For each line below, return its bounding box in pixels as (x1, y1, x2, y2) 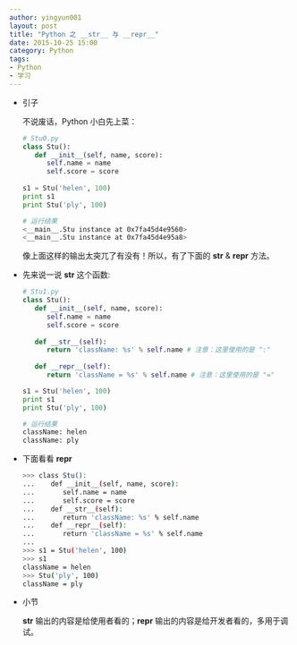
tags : (9, 55, 30, 64)
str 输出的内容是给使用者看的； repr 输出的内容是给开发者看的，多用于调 (21, 615, 289, 626)
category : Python (9, 47, 74, 55)
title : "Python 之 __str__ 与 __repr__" (9, 30, 159, 38)
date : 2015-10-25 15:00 (9, 38, 98, 47)
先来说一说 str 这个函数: (21, 269, 111, 280)
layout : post (9, 21, 58, 30)
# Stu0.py (21, 133, 60, 143)
